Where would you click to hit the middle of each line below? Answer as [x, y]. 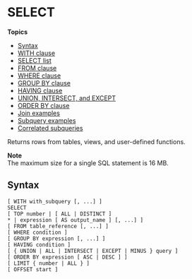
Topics [18, 32]
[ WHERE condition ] [38, 232]
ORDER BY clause [43, 105]
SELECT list [34, 60]
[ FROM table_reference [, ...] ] [58, 226]
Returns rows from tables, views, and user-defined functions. [96, 141]
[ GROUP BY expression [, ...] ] [56, 238]
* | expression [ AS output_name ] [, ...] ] [75, 220]
